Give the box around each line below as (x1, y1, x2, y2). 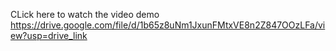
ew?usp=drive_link (10, 30, 88, 41)
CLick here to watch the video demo (10, 9, 160, 20)
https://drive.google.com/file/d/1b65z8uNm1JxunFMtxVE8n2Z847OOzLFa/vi (10, 19, 326, 31)
